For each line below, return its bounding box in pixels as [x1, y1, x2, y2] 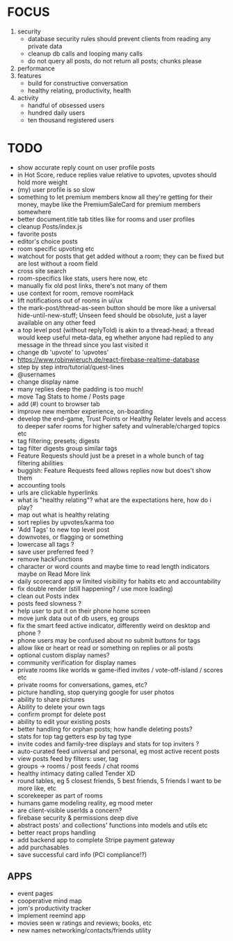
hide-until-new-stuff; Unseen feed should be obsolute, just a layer [17, 311, 207, 319]
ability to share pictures [17, 695, 85, 703]
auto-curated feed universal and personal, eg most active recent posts [17, 747, 220, 755]
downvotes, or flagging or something [17, 533, 124, 541]
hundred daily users [27, 108, 86, 117]
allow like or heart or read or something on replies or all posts [17, 643, 193, 652]
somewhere [17, 207, 51, 216]
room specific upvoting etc [17, 244, 95, 252]
